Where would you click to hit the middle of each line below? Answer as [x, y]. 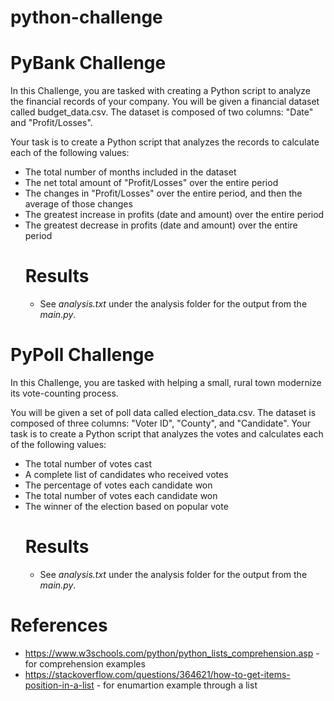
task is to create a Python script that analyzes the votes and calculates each [167, 434]
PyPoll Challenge [82, 355]
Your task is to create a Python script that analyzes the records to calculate [165, 142]
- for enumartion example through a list [177, 685]
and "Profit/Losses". [51, 123]
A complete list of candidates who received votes [126, 474]
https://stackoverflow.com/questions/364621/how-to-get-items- [157, 674]
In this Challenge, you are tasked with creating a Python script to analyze [160, 91]
